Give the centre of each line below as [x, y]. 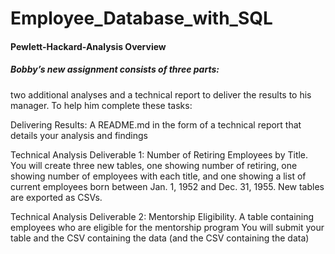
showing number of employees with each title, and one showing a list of [158, 176]
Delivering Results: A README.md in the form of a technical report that [156, 124]
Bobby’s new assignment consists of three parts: [115, 69]
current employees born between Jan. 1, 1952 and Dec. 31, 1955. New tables [167, 186]
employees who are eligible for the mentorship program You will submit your [167, 227]
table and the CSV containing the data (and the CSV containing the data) [160, 238]
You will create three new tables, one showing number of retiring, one [154, 165]
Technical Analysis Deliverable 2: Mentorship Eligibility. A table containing [162, 216]
